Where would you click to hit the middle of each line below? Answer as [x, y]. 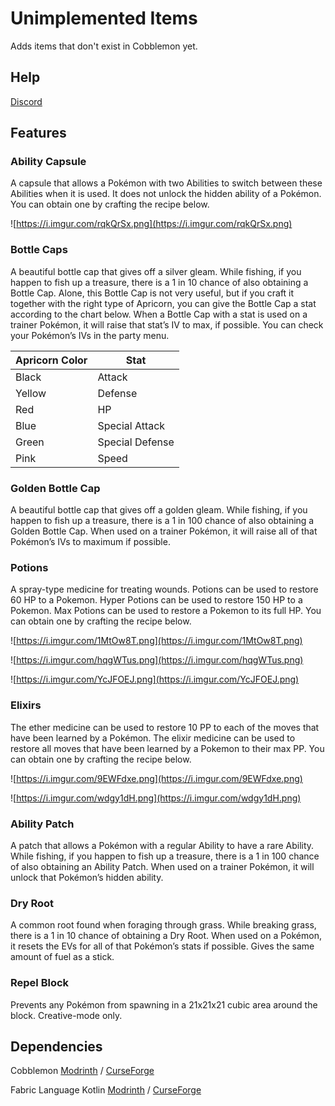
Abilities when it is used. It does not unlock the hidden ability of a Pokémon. [166, 194]
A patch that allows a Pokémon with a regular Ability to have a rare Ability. [162, 845]
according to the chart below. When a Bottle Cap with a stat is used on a [159, 314]
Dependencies [56, 1046]
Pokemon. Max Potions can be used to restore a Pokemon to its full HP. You [166, 611]
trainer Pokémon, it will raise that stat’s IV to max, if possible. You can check [167, 324]
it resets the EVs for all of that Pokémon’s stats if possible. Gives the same [162, 946]
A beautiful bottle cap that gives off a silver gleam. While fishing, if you [156, 271]
